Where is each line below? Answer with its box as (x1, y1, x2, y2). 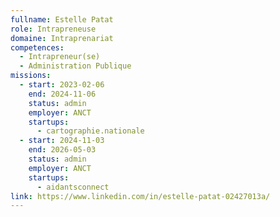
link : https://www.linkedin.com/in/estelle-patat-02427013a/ (10, 191, 271, 201)
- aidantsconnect (36, 182, 110, 192)
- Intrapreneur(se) (19, 52, 101, 62)
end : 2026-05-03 (28, 145, 97, 155)
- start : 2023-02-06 (19, 80, 105, 90)
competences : (10, 42, 65, 53)
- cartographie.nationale (36, 126, 145, 136)
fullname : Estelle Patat (10, 14, 114, 25)
